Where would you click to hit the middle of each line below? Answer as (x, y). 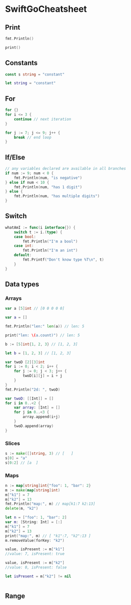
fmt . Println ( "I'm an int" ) (50, 250)
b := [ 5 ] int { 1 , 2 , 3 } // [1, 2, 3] (41, 344)
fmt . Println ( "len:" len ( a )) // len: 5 (45, 326)
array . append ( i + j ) (41, 417)
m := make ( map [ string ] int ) (33, 490)
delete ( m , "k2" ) (22, 509)
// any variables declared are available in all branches (65, 169)
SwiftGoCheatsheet (46, 9)
